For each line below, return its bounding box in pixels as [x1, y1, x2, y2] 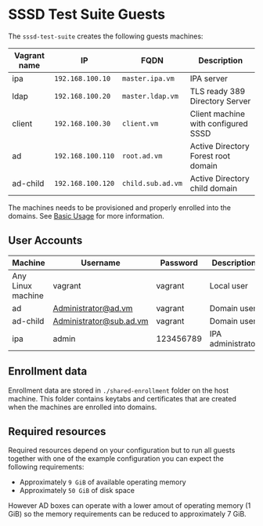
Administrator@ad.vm [52, 303, 133, 314]
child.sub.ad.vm [122, 179, 182, 187]
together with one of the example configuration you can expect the [8, 454, 225, 463]
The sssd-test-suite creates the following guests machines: [8, 31, 204, 41]
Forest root [189, 151, 231, 161]
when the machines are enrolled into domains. [8, 402, 157, 412]
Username [81, 257, 121, 268]
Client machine [189, 108, 245, 119]
